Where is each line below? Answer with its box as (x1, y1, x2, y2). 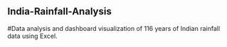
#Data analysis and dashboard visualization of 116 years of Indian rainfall (7, 24, 221, 32)
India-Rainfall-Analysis (7, 6, 112, 18)
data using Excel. (7, 32, 58, 40)
